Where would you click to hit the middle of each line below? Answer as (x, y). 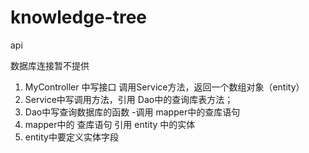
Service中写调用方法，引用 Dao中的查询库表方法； (129, 99)
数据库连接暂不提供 (50, 65)
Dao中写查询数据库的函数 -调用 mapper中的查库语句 (132, 112)
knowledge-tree (78, 17)
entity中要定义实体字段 (71, 137)
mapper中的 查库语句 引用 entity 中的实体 (110, 124)
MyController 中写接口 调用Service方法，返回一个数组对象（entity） (164, 87)
